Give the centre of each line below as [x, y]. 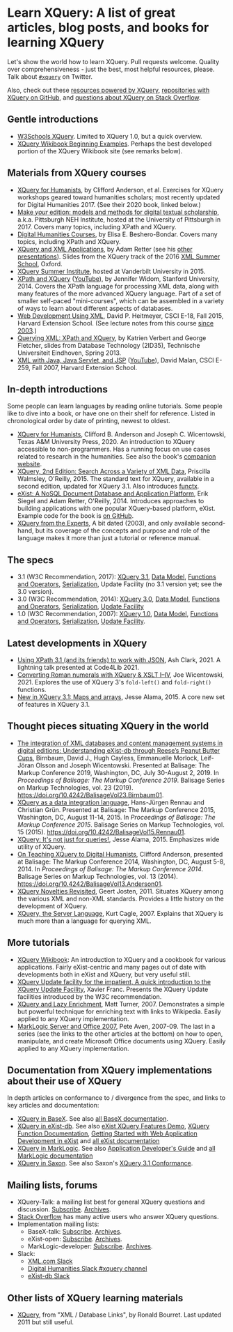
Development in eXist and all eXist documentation [88, 1141]
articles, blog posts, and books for [108, 28]
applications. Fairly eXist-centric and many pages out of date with [112, 967]
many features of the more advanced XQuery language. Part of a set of [119, 293]
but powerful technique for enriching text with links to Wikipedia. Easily [119, 1011]
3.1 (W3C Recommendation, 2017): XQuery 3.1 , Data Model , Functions [117, 577]
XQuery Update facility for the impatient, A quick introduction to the [114, 981]
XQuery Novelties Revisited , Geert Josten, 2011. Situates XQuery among [120, 891]
